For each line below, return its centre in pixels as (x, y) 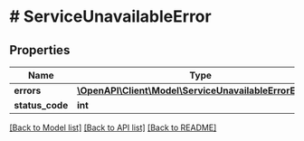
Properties (40, 50)
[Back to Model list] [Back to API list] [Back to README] (113, 127)
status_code (41, 105)
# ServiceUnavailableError (110, 17)
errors (28, 90)
